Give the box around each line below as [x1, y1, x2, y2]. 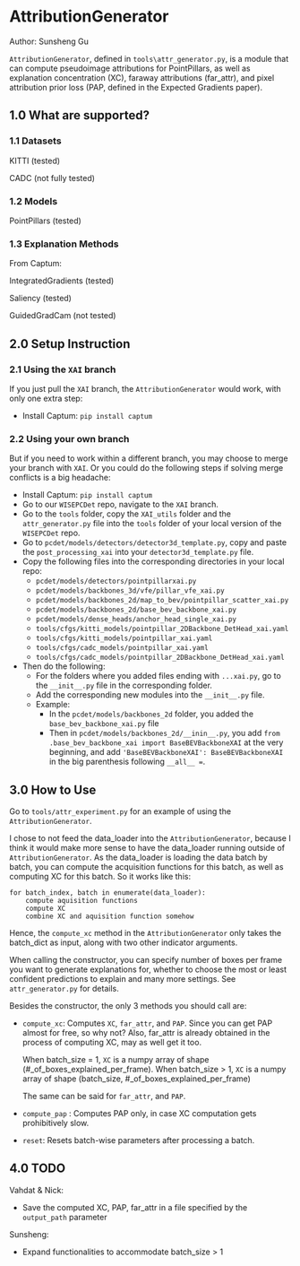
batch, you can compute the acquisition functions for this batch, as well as [9, 862, 284, 872]
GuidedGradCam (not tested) [9, 310, 116, 321]
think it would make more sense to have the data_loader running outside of [9, 843, 285, 854]
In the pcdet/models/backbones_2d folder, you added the [48, 708, 253, 719]
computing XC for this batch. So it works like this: [9, 871, 191, 882]
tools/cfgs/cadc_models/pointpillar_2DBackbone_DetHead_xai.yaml [35, 653, 285, 663]
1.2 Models [9, 195, 58, 207]
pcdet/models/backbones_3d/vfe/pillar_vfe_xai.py [35, 586, 226, 595]
